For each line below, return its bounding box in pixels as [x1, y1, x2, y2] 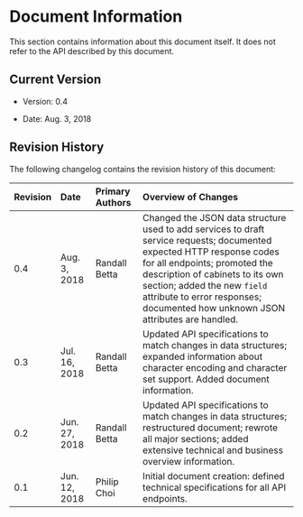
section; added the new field [142, 279, 268, 291]
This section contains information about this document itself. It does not [9, 36, 277, 47]
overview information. [142, 455, 235, 467]
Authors [95, 196, 132, 208]
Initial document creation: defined [142, 469, 286, 482]
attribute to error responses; [142, 291, 262, 303]
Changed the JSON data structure [142, 211, 287, 224]
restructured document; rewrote [142, 421, 278, 434]
